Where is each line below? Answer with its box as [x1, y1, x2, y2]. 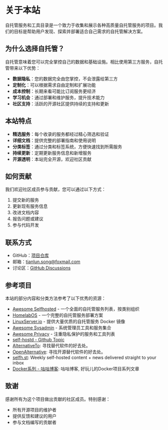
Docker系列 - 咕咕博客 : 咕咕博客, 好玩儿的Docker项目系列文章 [12, 366, 139, 371]
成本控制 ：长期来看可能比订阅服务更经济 [12, 88, 96, 94]
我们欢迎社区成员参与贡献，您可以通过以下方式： [5, 186, 106, 192]
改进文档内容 [12, 209, 39, 216]
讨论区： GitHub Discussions [12, 265, 71, 271]
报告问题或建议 [12, 216, 43, 222]
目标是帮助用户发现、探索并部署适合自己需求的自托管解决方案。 [13, 28, 145, 34]
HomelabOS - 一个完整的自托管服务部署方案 [12, 312, 103, 318]
